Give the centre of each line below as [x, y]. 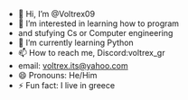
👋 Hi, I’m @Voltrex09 [56, 14]
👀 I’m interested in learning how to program [98, 23]
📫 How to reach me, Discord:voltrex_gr [91, 53]
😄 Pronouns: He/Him [57, 75]
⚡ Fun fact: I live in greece [66, 85]
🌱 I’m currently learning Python [75, 42]
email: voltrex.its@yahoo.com [73, 66]
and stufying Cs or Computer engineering [95, 33]
